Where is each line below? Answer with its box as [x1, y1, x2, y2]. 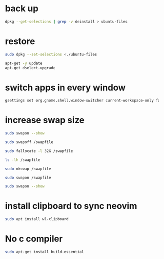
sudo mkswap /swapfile [5, 166, 51, 171]
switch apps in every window [5, 82, 126, 93]
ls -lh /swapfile [5, 157, 41, 162]
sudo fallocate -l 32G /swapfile [5, 148, 73, 154]
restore [5, 36, 35, 47]
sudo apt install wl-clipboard [5, 217, 69, 222]
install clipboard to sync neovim [5, 201, 138, 211]
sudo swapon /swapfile [5, 175, 51, 180]
